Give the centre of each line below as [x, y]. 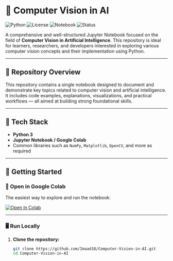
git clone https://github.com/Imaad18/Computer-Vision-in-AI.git [84, 249]
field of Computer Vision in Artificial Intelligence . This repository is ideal [83, 40]
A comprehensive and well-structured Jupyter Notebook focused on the [82, 34]
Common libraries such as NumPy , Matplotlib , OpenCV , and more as [82, 145]
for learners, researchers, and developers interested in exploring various [82, 45]
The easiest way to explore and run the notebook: [58, 198]
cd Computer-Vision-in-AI [40, 254]
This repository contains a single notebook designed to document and [80, 84]
